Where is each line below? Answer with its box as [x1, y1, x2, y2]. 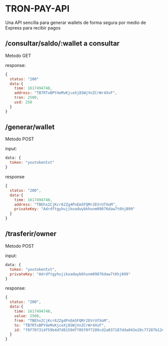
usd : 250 [14, 100, 32, 105]
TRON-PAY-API [5, 3, 70, 14]
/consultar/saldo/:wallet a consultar [5, 39, 120, 48]
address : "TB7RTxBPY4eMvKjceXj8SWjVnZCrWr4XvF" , [14, 90, 117, 95]
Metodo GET [5, 52, 31, 58]
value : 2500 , [14, 313, 41, 319]
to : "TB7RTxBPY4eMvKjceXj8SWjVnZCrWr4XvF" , [14, 323, 106, 328]
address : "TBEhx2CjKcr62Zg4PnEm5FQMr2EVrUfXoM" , [14, 202, 117, 207]
